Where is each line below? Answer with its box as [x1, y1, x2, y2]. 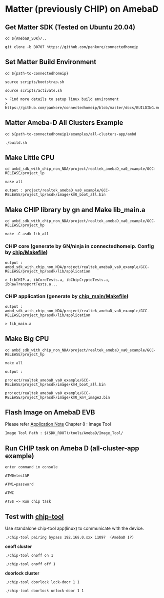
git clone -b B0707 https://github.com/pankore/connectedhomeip [5, 45, 139, 50]
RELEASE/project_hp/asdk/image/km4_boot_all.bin [5, 382, 106, 387]
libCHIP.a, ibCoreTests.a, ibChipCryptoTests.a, [9, 277, 110, 282]
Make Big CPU [5, 335, 49, 343]
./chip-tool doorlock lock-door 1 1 [5, 580, 80, 585]
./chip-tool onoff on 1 [5, 553, 54, 558]
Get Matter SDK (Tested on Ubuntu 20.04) [5, 23, 136, 31]
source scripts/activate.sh [5, 88, 62, 93]
